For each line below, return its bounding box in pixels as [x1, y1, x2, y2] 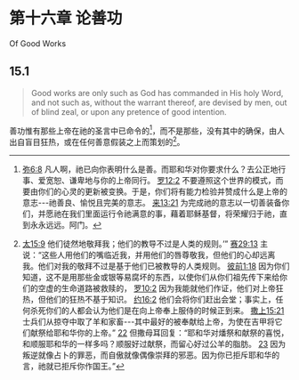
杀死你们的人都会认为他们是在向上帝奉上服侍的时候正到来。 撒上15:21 [29, 305, 285, 316]
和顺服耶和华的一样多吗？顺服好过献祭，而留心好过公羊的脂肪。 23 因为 [21, 339, 287, 350]
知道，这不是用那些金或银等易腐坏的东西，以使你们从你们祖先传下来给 [21, 272, 280, 283]
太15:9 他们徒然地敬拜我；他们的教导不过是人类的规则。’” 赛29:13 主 [21, 239, 269, 249]
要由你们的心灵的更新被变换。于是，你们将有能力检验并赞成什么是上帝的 [21, 186, 287, 197]
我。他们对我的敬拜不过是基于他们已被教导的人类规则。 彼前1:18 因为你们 [21, 261, 290, 271]
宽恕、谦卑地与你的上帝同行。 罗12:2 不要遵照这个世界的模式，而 [45, 175, 284, 186]
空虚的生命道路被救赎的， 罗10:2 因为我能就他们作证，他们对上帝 [37, 283, 276, 294]
